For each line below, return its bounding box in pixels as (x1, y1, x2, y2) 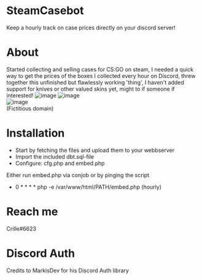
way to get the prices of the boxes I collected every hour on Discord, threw (6, 72, 196, 80)
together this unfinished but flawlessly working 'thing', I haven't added (6, 78, 184, 86)
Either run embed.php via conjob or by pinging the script (6, 171, 149, 178)
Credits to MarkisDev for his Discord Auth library (6, 267, 129, 274)
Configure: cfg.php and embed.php (15, 159, 105, 167)
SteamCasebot (6, 4, 84, 18)
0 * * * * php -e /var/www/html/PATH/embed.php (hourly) (15, 183, 161, 191)
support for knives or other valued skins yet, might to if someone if (6, 85, 175, 93)
